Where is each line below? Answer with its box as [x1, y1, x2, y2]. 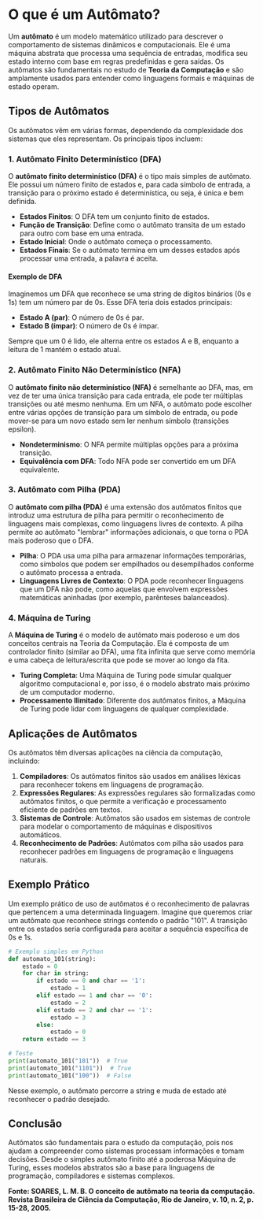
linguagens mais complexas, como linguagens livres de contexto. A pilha [8, 518, 243, 528]
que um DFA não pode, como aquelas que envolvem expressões [19, 584, 228, 594]
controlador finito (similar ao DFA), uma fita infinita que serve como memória [8, 647, 256, 657]
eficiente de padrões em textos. [19, 805, 123, 814]
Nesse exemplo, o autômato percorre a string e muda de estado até [8, 1085, 227, 1096]
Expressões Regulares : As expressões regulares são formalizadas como [19, 788, 256, 797]
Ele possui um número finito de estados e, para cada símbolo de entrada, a [8, 180, 251, 190]
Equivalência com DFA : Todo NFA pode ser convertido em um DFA [19, 456, 236, 465]
